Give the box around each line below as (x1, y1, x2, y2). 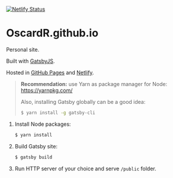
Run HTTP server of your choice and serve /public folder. (14, 165, 156, 172)
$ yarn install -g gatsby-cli (20, 110, 96, 116)
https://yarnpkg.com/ (20, 87, 73, 94)
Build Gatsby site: (14, 142, 58, 150)
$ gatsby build (14, 154, 53, 160)
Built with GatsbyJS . (6, 57, 55, 65)
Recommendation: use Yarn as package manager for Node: (20, 80, 168, 87)
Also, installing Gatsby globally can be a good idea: (20, 98, 146, 105)
